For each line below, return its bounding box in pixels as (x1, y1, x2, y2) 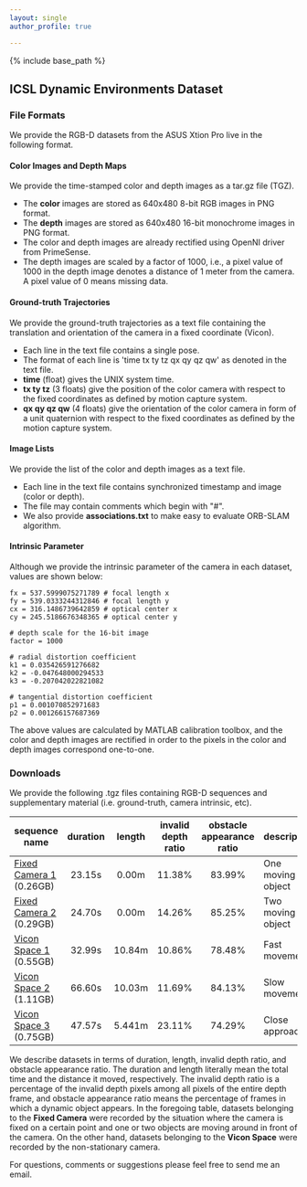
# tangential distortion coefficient (9, 693, 153, 702)
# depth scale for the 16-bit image (9, 629, 149, 638)
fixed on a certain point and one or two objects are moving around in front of (9, 1122, 298, 1133)
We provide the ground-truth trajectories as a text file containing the (9, 317, 267, 328)
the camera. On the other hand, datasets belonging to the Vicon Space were (9, 1132, 298, 1143)
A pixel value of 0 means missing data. (22, 276, 169, 287)
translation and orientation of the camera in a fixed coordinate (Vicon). (9, 326, 274, 338)
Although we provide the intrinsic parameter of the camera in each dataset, (9, 561, 292, 572)
